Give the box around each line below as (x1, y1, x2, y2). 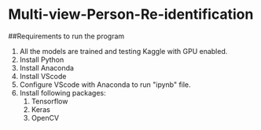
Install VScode (19, 71, 67, 81)
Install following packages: (19, 88, 106, 97)
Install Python (19, 55, 64, 64)
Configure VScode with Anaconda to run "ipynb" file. (19, 80, 191, 89)
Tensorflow (31, 96, 68, 106)
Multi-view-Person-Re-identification (8, 5, 254, 23)
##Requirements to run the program (8, 31, 125, 41)
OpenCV (31, 113, 60, 122)
